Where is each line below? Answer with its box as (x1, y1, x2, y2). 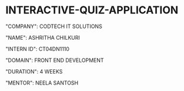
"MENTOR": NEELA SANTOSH (5, 79, 79, 86)
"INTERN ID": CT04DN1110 (5, 45, 70, 52)
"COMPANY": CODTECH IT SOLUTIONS (5, 23, 102, 30)
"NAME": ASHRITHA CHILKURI (5, 34, 81, 41)
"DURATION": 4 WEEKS (5, 68, 63, 75)
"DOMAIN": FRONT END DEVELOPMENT (5, 57, 104, 64)
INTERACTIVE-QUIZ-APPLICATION (5, 3, 179, 17)
